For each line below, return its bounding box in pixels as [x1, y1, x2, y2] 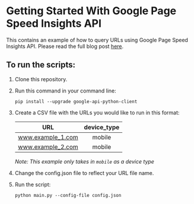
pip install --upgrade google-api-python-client [14, 98, 138, 104]
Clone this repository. [14, 75, 68, 82]
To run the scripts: [6, 60, 76, 70]
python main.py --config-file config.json [14, 192, 122, 198]
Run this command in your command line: [14, 87, 117, 94]
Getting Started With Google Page [6, 4, 177, 18]
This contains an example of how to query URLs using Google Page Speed [6, 36, 189, 43]
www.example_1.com [17, 133, 78, 141]
